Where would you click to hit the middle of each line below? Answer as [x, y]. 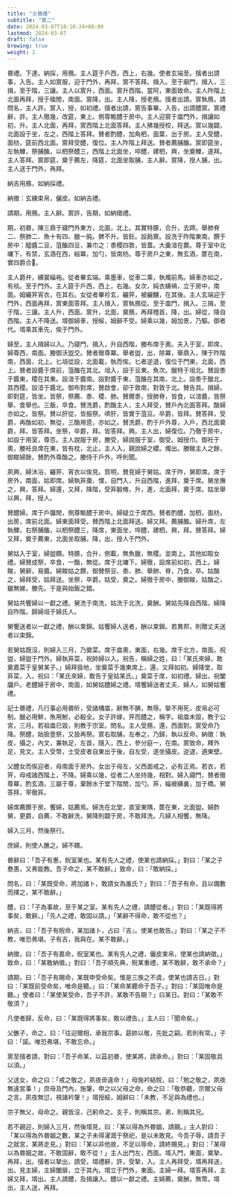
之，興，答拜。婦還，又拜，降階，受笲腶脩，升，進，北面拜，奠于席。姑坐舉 [116, 489]
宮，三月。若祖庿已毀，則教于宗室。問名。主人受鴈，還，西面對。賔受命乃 [113, 725]
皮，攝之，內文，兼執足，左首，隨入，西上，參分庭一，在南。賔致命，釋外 [113, 742]
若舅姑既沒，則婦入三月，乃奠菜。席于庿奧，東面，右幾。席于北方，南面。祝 [116, 650]
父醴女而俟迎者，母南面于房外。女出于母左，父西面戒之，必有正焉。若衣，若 [116, 766]
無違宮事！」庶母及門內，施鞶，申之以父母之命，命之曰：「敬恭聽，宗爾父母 [115, 1088]
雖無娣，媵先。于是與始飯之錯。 [53, 588]
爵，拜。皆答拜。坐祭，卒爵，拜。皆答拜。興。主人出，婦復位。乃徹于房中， [116, 431]
